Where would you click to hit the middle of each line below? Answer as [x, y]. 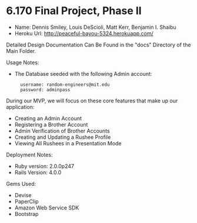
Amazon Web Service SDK [47, 208]
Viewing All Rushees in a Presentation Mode [68, 143]
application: [20, 106]
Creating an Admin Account [48, 118]
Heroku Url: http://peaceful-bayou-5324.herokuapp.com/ [84, 33]
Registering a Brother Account [51, 124]
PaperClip [27, 201]
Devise [23, 195]
